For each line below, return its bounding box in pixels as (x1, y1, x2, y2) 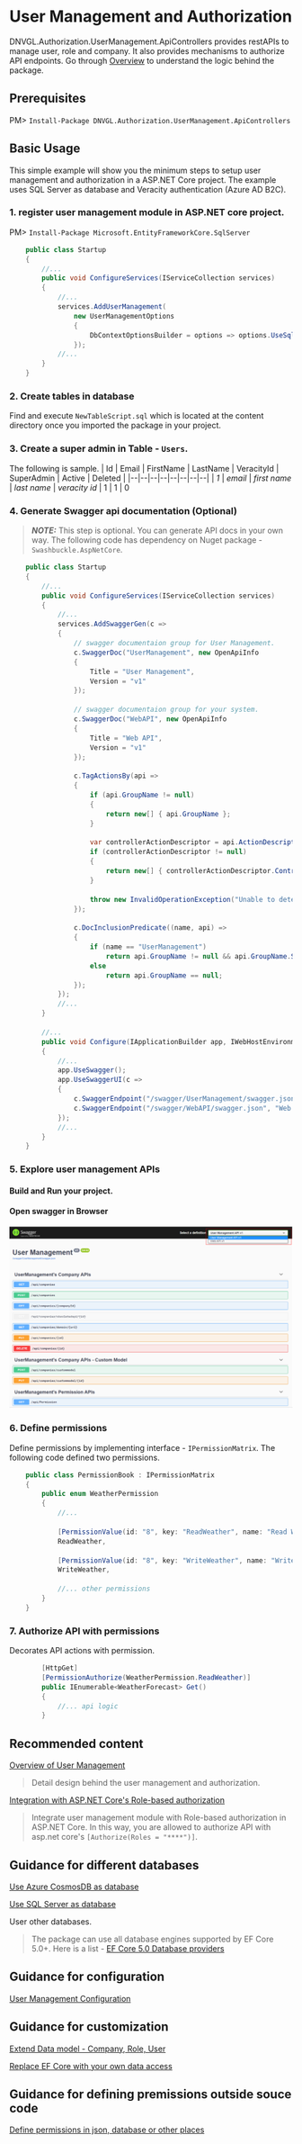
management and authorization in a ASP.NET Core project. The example (9, 174, 277, 185)
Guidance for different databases (9, 1857, 200, 1873)
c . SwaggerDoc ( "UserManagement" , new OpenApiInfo (73, 648, 259, 657)
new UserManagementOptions (73, 311, 175, 320)
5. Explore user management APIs (9, 1163, 160, 1176)
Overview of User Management (9, 1760, 126, 1770)
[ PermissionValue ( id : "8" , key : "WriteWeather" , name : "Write (57, 1555, 296, 1565)
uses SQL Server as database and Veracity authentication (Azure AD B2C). (9, 184, 287, 194)
